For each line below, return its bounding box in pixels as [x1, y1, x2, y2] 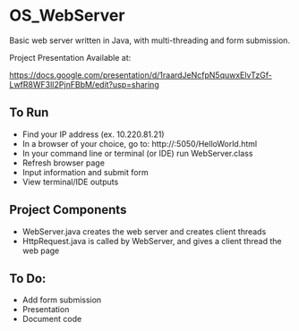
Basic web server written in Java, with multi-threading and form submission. [9, 35, 291, 46]
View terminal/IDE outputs [21, 176, 119, 187]
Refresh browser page [21, 157, 106, 168]
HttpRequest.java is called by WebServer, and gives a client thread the [21, 235, 282, 246]
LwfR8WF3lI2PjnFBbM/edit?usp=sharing [9, 79, 159, 89]
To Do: [9, 270, 47, 286]
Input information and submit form [21, 166, 149, 177]
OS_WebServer [9, 5, 125, 26]
